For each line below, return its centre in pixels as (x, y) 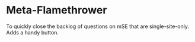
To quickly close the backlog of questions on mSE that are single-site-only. (98, 26)
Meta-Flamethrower (57, 10)
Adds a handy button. (33, 32)
